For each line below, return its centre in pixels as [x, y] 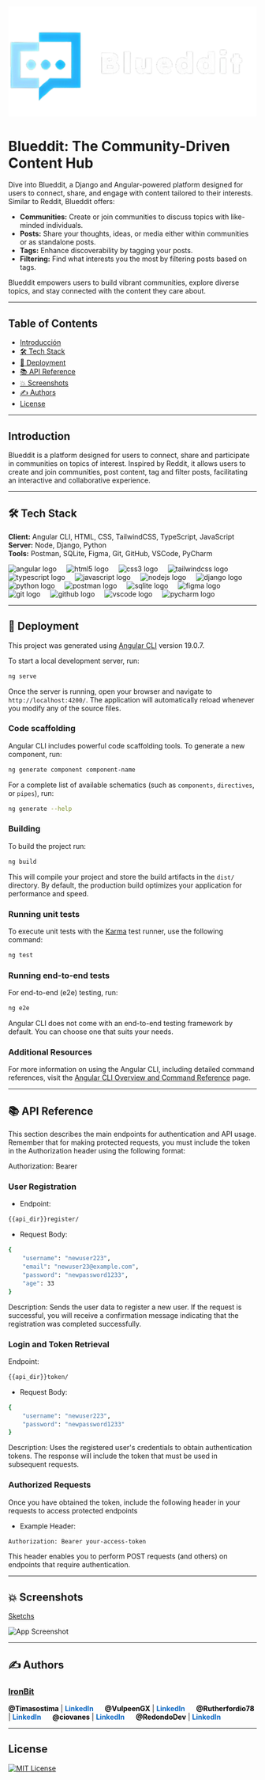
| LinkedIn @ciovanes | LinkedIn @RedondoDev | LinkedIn [115, 1717]
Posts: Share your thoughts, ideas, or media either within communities [134, 234]
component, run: [35, 754]
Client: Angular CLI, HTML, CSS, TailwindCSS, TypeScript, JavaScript [121, 536]
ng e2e [19, 1008]
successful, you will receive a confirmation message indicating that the [123, 1315]
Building [24, 829]
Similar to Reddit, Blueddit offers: [62, 202]
